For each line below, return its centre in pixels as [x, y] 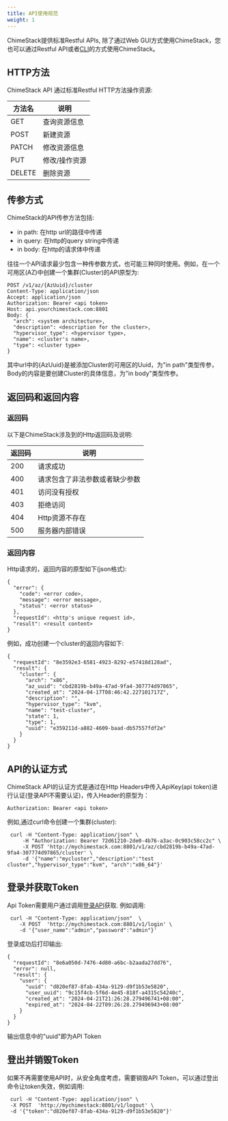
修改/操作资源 [65, 160]
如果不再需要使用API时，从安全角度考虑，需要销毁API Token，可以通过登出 [113, 1078]
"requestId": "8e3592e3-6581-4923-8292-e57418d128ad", [93, 663]
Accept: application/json [44, 298]
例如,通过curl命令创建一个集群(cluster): [62, 822]
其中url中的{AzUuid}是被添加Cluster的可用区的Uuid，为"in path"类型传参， [113, 365]
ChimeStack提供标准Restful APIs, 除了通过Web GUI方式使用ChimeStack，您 [114, 40]
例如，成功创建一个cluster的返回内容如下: [66, 644]
